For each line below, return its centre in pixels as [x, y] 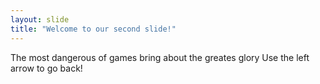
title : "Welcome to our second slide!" [93, 29]
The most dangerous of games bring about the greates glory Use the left [160, 57]
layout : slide [40, 19]
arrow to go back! [46, 68]
